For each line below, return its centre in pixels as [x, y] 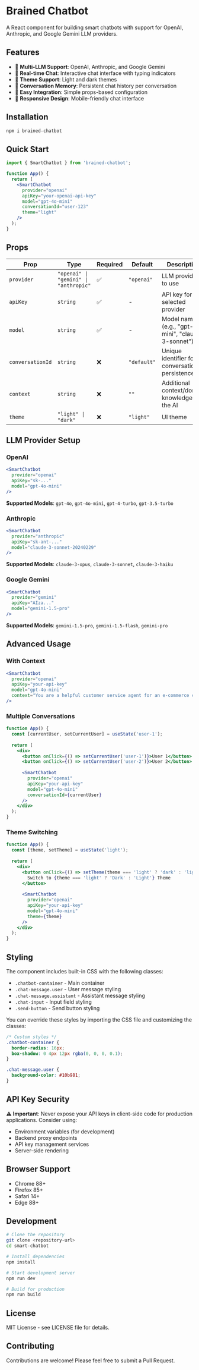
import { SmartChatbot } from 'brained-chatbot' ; [69, 163]
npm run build [24, 1294]
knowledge [177, 398]
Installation [27, 117]
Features [23, 53]
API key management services [52, 1144]
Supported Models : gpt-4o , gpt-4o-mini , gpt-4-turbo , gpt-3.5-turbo [90, 503]
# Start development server [41, 1273]
